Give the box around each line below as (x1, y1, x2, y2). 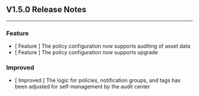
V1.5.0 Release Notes (6, 5, 87, 15)
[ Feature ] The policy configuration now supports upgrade (14, 49, 158, 56)
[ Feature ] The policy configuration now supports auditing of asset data (14, 42, 191, 49)
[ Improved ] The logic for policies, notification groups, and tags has (14, 77, 181, 84)
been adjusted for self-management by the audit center (14, 83, 150, 90)
